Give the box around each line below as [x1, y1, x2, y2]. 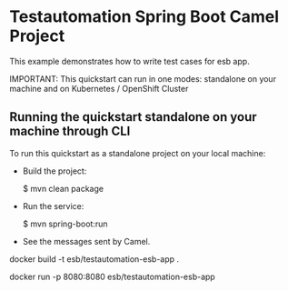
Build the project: [22, 166, 87, 176]
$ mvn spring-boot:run [22, 218, 108, 229]
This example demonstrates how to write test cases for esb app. [9, 55, 250, 66]
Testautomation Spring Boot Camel [9, 6, 280, 27]
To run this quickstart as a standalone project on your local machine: [9, 147, 266, 158]
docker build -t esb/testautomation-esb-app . [9, 253, 180, 265]
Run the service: [22, 200, 84, 211]
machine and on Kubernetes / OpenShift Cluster [9, 83, 189, 94]
